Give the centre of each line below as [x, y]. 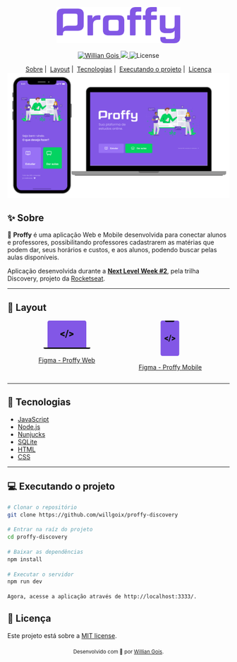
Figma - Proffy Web [67, 360]
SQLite [27, 442]
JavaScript [33, 419]
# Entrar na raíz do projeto [50, 530]
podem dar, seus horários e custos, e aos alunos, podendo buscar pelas [112, 250]
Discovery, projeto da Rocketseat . [56, 278]
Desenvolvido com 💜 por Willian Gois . [119, 651]
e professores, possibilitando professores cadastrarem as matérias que [111, 242]
